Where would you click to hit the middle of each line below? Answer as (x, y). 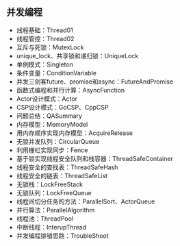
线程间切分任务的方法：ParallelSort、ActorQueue (86, 201)
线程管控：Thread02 (45, 38)
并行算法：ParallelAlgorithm (55, 210)
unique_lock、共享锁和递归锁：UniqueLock (77, 56)
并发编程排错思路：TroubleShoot (62, 236)
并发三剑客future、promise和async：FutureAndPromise (95, 82)
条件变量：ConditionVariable (56, 73)
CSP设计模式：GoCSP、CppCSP (62, 107)
